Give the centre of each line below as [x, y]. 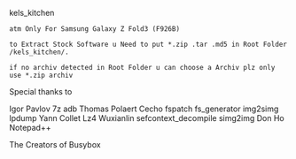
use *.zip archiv [41, 75]
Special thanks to [41, 91]
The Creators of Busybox [55, 144]
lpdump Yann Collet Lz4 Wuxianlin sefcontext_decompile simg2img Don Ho [147, 118]
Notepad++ [30, 128]
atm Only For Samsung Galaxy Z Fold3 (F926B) [94, 29]
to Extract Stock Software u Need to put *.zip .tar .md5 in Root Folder [148, 44]
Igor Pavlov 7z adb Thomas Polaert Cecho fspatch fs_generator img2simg [144, 109]
